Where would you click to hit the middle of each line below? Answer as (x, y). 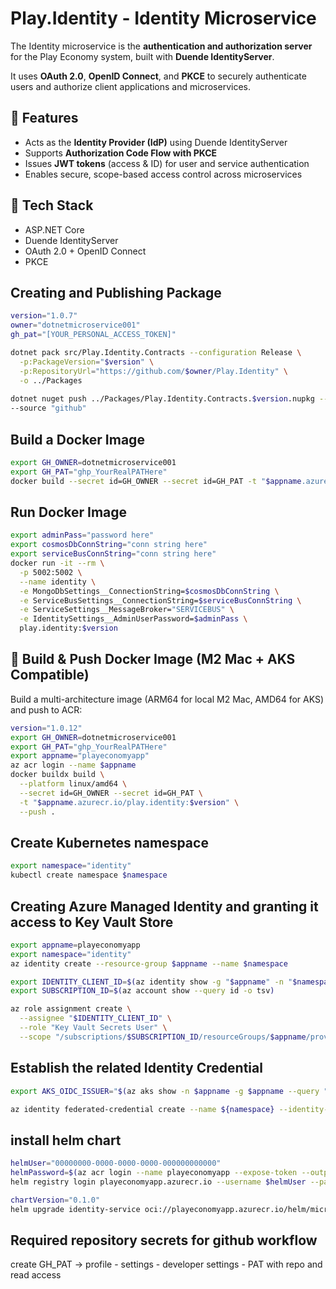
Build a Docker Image (77, 439)
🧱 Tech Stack (52, 205)
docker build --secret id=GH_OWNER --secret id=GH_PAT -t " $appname (156, 481)
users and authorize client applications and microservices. (130, 86)
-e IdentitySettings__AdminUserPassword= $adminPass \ (133, 619)
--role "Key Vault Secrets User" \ (93, 1028)
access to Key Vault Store (92, 922)
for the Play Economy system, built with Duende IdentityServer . (142, 56)
